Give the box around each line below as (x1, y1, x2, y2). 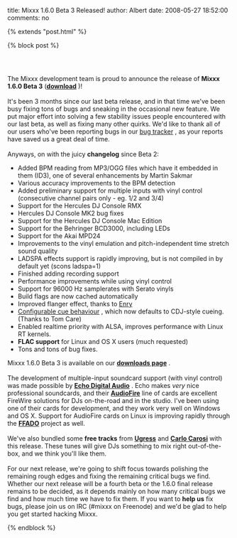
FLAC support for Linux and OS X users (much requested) (17, 338, 189, 345)
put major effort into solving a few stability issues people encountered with (7, 112, 226, 120)
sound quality (17, 247, 58, 255)
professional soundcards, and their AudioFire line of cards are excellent (7, 389, 218, 397)
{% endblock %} (7, 524, 56, 532)
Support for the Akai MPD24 (17, 232, 101, 240)
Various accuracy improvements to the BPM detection (17, 179, 176, 187)
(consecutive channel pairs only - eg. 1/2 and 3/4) (17, 194, 165, 202)
